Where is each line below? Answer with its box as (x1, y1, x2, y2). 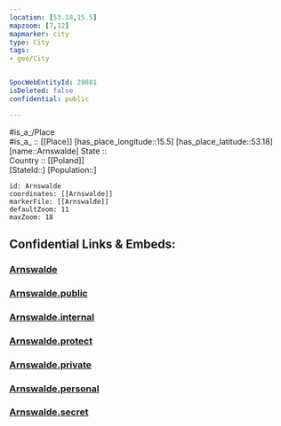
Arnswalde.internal (9, 311, 95, 323)
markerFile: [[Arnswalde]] (9, 197, 109, 206)
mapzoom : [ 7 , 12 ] (9, 21, 69, 30)
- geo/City (9, 54, 50, 63)
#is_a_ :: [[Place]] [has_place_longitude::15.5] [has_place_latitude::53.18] (9, 136, 273, 146)
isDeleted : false (9, 86, 74, 95)
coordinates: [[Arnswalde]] (9, 189, 114, 198)
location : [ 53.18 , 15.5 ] (9, 12, 98, 22)
